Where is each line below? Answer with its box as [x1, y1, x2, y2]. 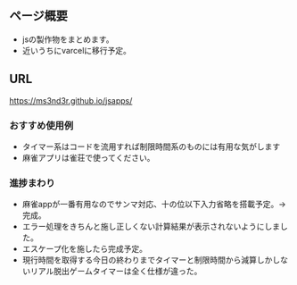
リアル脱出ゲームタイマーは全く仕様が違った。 [29, 266, 202, 277]
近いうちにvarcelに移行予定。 [21, 45, 132, 55]
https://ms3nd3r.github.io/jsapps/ [9, 95, 133, 105]
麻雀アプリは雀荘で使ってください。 [21, 152, 155, 163]
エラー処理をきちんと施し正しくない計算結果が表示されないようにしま [21, 222, 281, 232]
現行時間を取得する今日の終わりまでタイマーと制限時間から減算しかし [21, 255, 281, 265]
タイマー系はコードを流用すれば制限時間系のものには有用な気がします [21, 141, 281, 152]
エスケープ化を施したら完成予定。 [21, 244, 147, 255]
